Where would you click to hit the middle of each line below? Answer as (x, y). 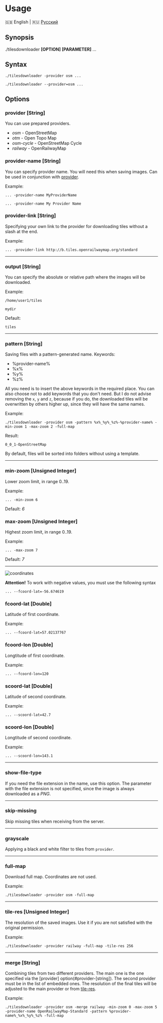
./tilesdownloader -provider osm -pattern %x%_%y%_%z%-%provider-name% (79, 423)
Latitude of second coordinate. (36, 696)
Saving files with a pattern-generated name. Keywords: (60, 354)
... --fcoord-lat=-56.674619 (34, 592)
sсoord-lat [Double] (29, 686)
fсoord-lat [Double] (28, 604)
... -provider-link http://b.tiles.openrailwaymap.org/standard (71, 250)
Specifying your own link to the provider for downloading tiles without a (76, 226)
